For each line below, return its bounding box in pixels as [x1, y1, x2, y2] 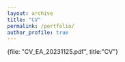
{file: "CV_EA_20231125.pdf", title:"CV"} [7, 48, 118, 56]
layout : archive [7, 10, 53, 17]
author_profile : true [7, 29, 69, 36]
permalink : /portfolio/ [7, 22, 75, 29]
